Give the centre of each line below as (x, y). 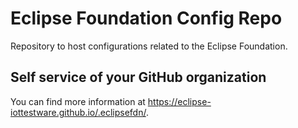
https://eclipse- (179, 101)
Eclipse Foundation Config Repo (146, 18)
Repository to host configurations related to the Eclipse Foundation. (149, 46)
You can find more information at (78, 101)
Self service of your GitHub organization (138, 77)
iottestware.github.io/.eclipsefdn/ (78, 112)
